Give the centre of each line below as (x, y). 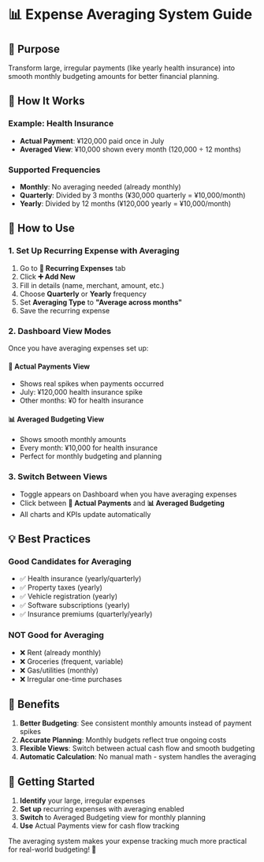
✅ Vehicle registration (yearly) (69, 597)
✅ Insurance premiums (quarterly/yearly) (86, 614)
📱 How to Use (41, 229)
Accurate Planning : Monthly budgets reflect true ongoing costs (123, 740)
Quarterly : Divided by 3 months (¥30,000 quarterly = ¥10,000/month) (132, 195)
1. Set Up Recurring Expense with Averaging (94, 251)
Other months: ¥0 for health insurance (82, 401)
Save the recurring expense (65, 310)
